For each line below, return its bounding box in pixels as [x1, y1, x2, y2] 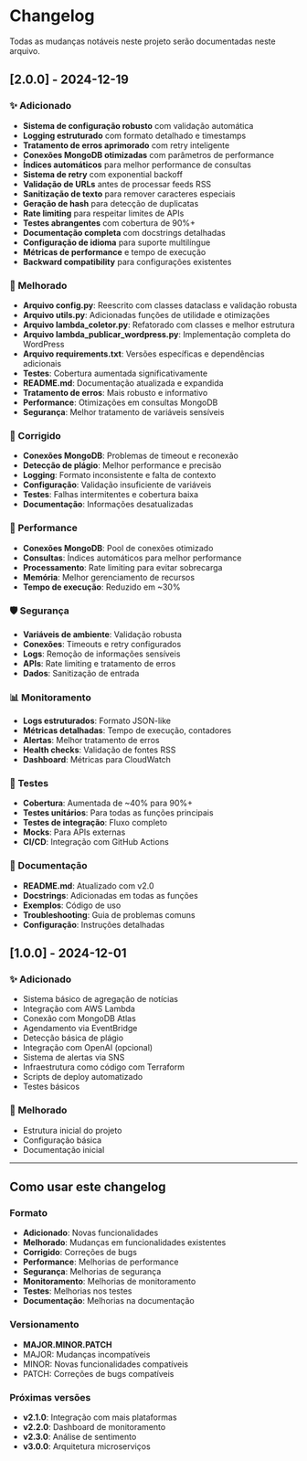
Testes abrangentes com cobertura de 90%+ [22, 217, 196, 229]
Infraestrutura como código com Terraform [22, 1061, 185, 1072]
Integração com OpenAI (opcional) [22, 1042, 153, 1053]
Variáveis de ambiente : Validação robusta [22, 628, 183, 640]
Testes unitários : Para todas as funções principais [22, 807, 214, 818]
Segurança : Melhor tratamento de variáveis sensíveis [22, 406, 225, 417]
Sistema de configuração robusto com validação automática [22, 120, 254, 131]
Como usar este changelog [9, 1179, 166, 1195]
